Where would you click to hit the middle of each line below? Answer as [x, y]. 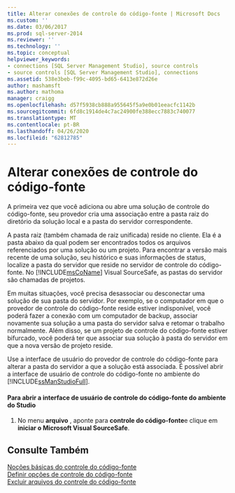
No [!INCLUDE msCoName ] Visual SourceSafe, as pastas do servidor [124, 272]
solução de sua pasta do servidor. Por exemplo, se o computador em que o [115, 301]
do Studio [22, 405]
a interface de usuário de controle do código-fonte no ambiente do [104, 374]
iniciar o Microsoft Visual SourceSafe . [73, 428]
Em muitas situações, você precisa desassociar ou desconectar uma [106, 293]
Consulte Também [48, 450]
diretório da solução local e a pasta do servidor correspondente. [100, 222]
